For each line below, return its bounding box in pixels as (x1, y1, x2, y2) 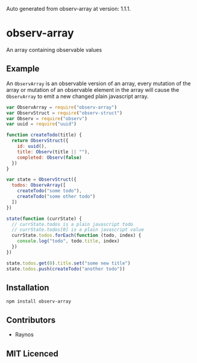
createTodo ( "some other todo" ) (17, 193, 96, 199)
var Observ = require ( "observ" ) (6, 115, 87, 121)
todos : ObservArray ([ (11, 182, 66, 188)
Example (6, 63, 40, 74)
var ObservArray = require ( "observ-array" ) (6, 104, 117, 111)
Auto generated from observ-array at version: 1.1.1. (6, 5, 131, 12)
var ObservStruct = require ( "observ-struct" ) (6, 110, 122, 116)
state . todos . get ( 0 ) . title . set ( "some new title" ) (6, 260, 131, 266)
